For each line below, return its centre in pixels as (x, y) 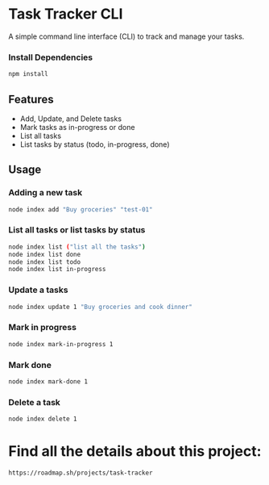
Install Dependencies (51, 57)
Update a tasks (38, 290)
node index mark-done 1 (48, 381)
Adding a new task (46, 193)
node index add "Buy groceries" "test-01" (81, 209)
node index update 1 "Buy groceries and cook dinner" (101, 307)
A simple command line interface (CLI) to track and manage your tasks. (126, 36)
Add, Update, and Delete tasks (71, 119)
